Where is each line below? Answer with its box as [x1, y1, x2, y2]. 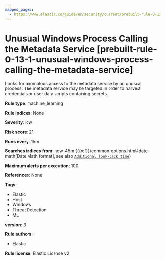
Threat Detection [12, 207, 47, 213]
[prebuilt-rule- [96, 43, 157, 55]
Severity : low [5, 119, 33, 125]
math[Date [5, 153, 27, 159]
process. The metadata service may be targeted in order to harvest [5, 86, 141, 91]
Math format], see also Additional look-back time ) [27, 153, 131, 159]
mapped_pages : [5, 7, 34, 12]
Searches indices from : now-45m [5, 148, 75, 154]
